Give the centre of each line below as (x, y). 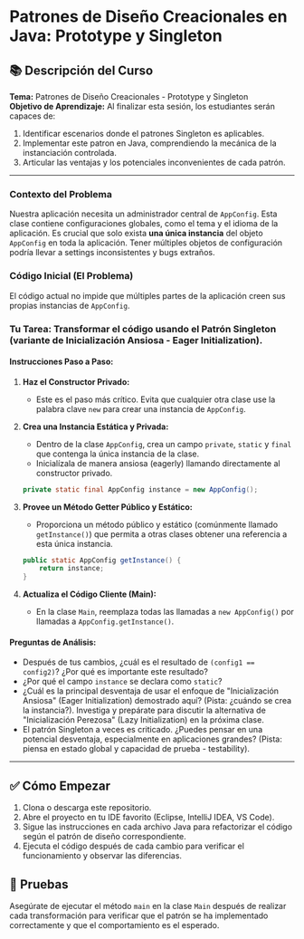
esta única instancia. (74, 543)
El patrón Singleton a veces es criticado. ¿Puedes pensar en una (142, 730)
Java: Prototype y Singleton (116, 36)
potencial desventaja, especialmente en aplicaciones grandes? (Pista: (152, 739)
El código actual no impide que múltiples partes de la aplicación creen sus (148, 295)
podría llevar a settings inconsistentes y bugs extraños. (112, 253)
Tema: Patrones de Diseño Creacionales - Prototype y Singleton (129, 96)
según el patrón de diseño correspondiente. (104, 837)
